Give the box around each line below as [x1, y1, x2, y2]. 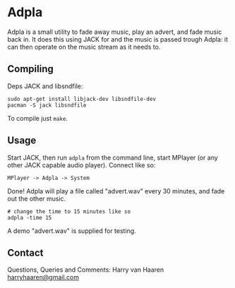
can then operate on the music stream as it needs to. [7, 42, 161, 51]
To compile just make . [7, 114, 68, 122]
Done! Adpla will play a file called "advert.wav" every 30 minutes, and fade [7, 186, 225, 195]
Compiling [7, 63, 54, 75]
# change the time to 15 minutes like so [7, 208, 131, 215]
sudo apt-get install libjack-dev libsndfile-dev [7, 95, 157, 102]
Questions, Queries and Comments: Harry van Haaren [7, 265, 164, 274]
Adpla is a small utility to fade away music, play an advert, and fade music [7, 28, 222, 36]
